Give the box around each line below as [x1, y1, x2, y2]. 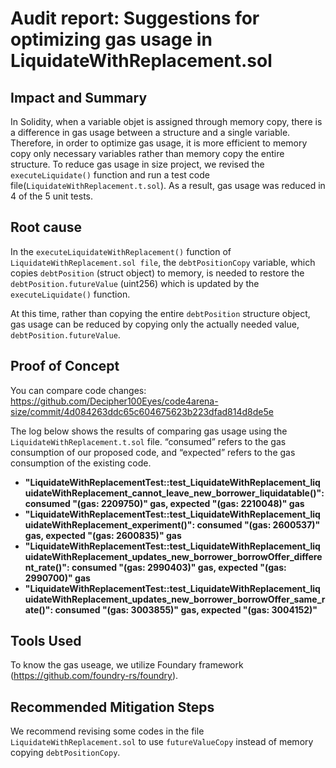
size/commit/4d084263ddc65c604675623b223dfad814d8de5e [10, 405, 274, 417]
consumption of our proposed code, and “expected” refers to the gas [10, 446, 296, 458]
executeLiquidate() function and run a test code [10, 169, 210, 181]
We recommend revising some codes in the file [10, 725, 205, 737]
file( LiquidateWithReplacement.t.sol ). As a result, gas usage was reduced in [10, 180, 326, 191]
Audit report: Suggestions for [10, 7, 260, 30]
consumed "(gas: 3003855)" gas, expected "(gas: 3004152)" [54, 603, 318, 616]
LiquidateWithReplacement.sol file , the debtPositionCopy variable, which [10, 256, 316, 268]
